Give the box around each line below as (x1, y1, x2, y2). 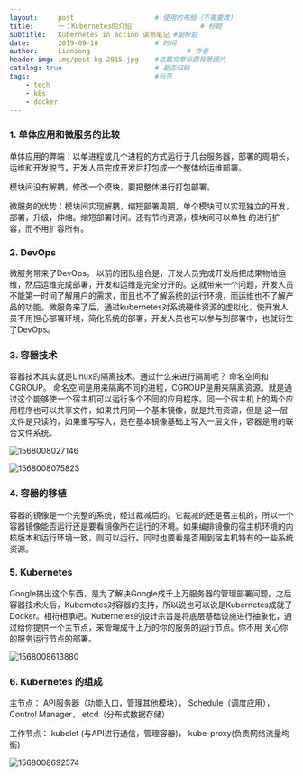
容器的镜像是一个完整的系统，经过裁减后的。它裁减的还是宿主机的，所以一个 (9, 509, 294, 520)
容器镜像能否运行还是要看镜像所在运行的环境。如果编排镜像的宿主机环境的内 (9, 521, 294, 531)
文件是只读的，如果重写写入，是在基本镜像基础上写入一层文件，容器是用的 (9, 416, 286, 427)
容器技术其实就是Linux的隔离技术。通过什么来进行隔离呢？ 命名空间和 (9, 371, 269, 382)
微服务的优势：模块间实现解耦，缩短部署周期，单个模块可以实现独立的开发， (9, 200, 294, 211)
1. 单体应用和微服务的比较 (9, 128, 120, 141)
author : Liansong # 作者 (9, 47, 209, 56)
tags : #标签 (9, 72, 173, 81)
